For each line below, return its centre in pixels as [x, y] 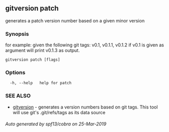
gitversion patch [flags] [33, 60]
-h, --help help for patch [41, 83]
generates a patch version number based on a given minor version [75, 20]
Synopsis [17, 34]
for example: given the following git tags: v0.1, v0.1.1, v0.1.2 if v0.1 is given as [85, 45]
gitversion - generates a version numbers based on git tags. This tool [85, 107]
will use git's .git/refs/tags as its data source [59, 112]
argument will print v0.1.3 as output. [43, 50]
